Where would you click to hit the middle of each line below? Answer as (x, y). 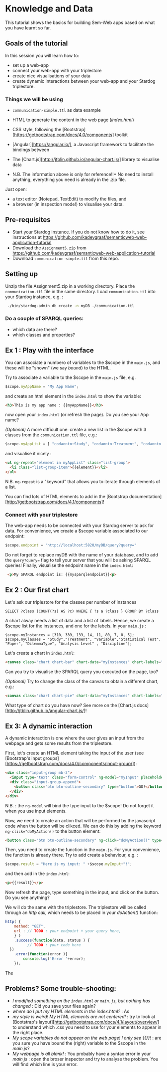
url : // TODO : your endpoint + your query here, (68, 931)
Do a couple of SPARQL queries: (44, 319)
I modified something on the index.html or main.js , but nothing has (81, 1001)
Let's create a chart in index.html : (40, 653)
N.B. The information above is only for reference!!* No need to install (83, 175)
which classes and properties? (44, 335)
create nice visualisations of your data (51, 76)
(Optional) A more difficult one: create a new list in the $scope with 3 (76, 430)
